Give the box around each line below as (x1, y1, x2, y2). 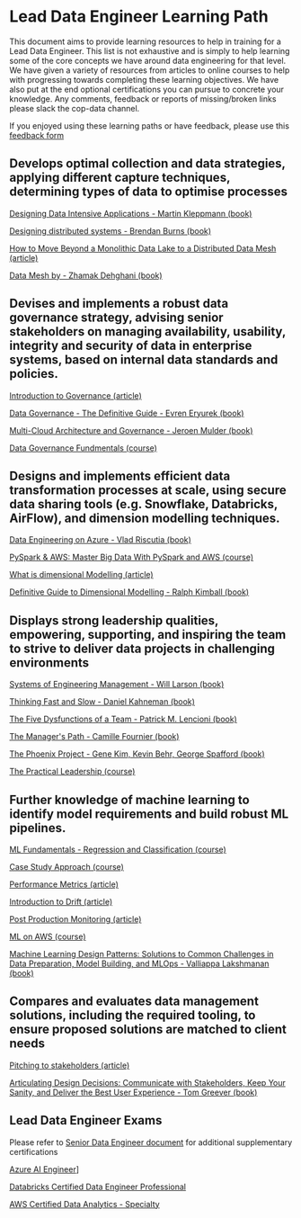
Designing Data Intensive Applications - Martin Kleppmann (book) (9, 208, 252, 219)
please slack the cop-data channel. (9, 103, 140, 113)
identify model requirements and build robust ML (9, 806, 289, 821)
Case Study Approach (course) (9, 862, 124, 872)
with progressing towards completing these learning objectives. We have (9, 74, 279, 85)
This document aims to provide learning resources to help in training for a (9, 36, 281, 47)
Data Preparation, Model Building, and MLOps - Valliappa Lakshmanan (9, 958, 270, 969)
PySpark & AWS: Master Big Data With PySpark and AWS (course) (9, 551, 254, 563)
